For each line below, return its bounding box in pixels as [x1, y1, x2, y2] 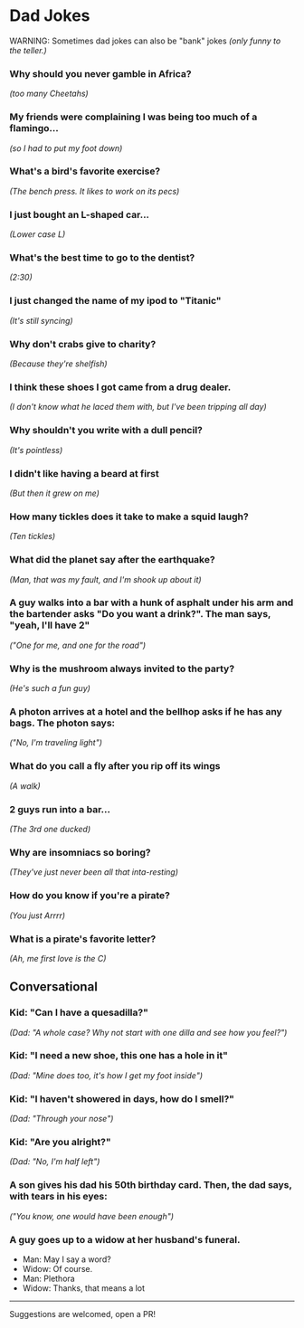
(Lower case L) [9, 229, 66, 240]
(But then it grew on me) [9, 488, 100, 498]
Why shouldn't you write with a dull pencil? [9, 424, 204, 437]
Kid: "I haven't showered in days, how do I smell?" [9, 1092, 235, 1105]
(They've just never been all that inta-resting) [9, 867, 179, 877]
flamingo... [9, 122, 59, 135]
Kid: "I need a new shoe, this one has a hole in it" [9, 1049, 228, 1062]
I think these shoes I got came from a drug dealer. [9, 381, 232, 394]
